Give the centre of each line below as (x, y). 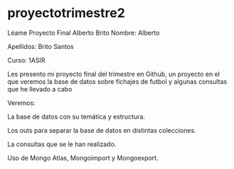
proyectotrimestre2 (67, 13)
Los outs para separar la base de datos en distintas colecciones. (102, 130)
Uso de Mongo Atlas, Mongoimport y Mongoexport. (83, 158)
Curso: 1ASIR (26, 60)
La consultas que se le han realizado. (62, 144)
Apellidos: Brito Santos (41, 46)
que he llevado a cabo (40, 89)
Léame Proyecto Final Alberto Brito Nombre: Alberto (84, 33)
